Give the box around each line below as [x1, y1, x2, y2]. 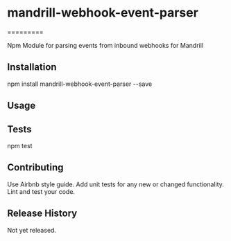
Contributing [7, 161, 64, 174]
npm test [7, 141, 33, 150]
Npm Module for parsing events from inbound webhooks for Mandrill [7, 41, 204, 49]
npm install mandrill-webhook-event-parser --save [7, 80, 153, 88]
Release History [7, 208, 78, 220]
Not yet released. [7, 226, 57, 234]
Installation [7, 61, 57, 73]
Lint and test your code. [7, 187, 75, 195]
